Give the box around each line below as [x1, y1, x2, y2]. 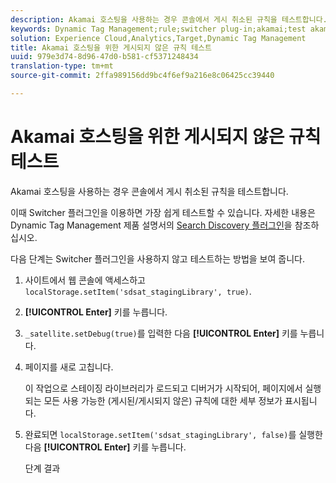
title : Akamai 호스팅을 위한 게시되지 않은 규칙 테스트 [10, 42, 213, 53]
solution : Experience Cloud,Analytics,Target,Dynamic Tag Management [10, 33, 307, 43]
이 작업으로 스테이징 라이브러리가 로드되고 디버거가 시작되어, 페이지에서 [24, 382, 303, 394]
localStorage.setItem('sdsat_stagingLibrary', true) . [24, 285, 252, 297]
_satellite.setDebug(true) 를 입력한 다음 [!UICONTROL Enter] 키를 [24, 327, 298, 339]
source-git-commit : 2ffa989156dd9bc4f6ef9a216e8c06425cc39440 [10, 71, 275, 81]
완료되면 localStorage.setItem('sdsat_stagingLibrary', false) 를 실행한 [24, 428, 323, 440]
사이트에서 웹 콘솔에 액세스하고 [24, 274, 146, 286]
